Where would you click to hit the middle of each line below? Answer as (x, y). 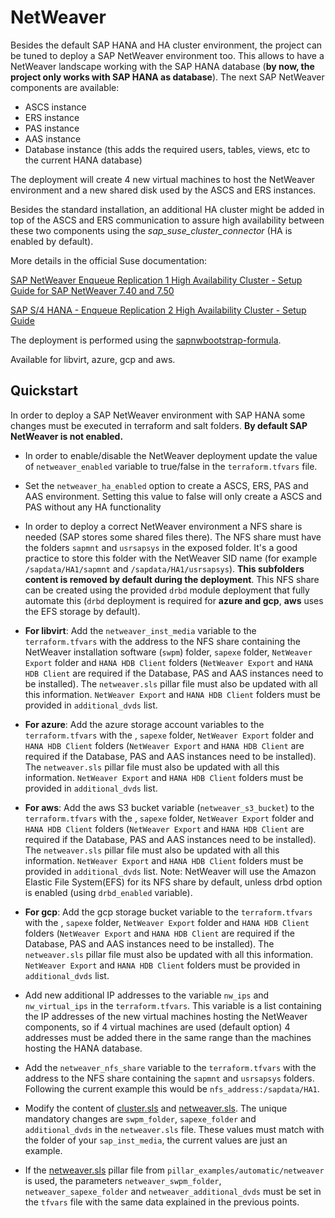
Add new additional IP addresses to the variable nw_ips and (147, 995)
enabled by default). (52, 241)
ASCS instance (55, 107)
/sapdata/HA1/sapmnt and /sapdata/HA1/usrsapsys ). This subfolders (164, 568)
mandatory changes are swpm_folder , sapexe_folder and (140, 1118)
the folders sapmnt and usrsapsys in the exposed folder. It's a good (161, 547)
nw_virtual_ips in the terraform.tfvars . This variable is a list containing (173, 1005)
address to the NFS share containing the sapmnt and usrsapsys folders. (169, 1078)
